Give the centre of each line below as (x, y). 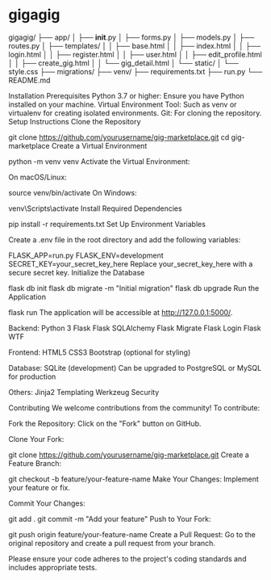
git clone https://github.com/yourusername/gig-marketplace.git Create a (129, 455)
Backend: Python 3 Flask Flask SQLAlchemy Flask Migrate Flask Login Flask (135, 328)
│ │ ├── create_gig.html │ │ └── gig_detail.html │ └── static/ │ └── (124, 63)
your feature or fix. (40, 487)
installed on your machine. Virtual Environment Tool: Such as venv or (123, 104)
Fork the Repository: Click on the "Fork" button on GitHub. (105, 423)
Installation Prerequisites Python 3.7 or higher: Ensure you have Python (126, 95)
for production (32, 376)
